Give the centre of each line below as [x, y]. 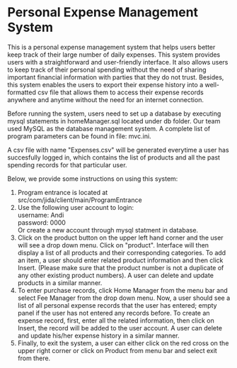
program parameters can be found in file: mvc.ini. [79, 136]
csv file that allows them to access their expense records [121, 92]
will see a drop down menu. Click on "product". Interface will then [113, 245]
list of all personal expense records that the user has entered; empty [117, 305]
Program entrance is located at [63, 192]
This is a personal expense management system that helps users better [111, 47]
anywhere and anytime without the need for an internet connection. [105, 99]
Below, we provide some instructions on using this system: [93, 179]
